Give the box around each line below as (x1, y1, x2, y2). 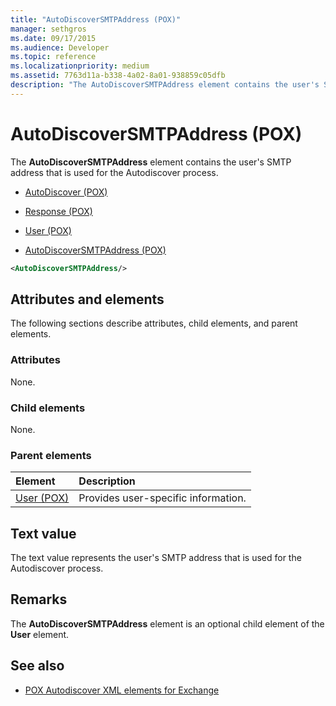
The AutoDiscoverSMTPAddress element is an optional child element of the (10, 617, 325, 630)
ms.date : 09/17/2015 (10, 33, 97, 43)
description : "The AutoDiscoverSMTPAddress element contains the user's (10, 80, 320, 90)
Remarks (10, 591, 68, 608)
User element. (10, 628, 70, 640)
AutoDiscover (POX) (24, 186, 108, 198)
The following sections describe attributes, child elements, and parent (10, 317, 298, 330)
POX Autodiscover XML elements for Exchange (24, 684, 220, 696)
